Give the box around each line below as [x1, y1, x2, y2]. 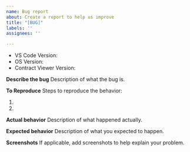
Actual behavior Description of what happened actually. [6, 116, 142, 124]
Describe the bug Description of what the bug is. [6, 76, 125, 83]
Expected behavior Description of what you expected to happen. [6, 128, 164, 135]
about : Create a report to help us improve [6, 14, 115, 20]
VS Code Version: [14, 52, 58, 59]
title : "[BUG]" [6, 19, 44, 25]
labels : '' [6, 25, 33, 31]
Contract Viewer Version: [14, 64, 76, 71]
